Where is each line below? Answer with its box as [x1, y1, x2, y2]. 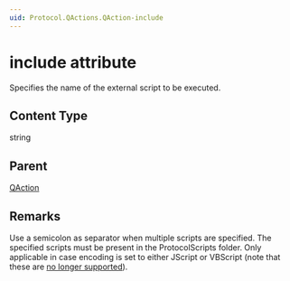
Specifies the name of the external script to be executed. [9, 82, 221, 93]
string [9, 132, 32, 143]
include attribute [9, 52, 137, 72]
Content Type [9, 108, 89, 123]
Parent [9, 158, 48, 173]
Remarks [9, 209, 61, 224]
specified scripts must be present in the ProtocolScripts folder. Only [9, 242, 262, 253]
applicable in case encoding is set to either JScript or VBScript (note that [9, 252, 281, 262]
